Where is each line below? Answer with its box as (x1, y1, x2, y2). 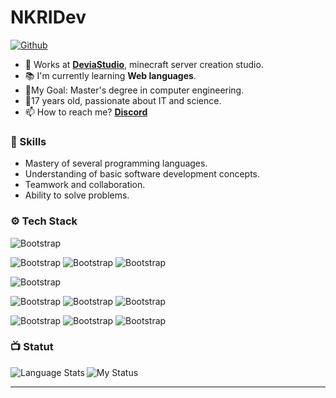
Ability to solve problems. (24, 189, 130, 201)
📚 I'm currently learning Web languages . (24, 69, 197, 81)
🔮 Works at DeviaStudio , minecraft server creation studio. (24, 58, 264, 70)
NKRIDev (10, 6, 87, 29)
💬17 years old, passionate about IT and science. (24, 94, 222, 106)
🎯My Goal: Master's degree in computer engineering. (24, 84, 245, 96)
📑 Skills (10, 134, 47, 148)
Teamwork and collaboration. (24, 179, 146, 191)
